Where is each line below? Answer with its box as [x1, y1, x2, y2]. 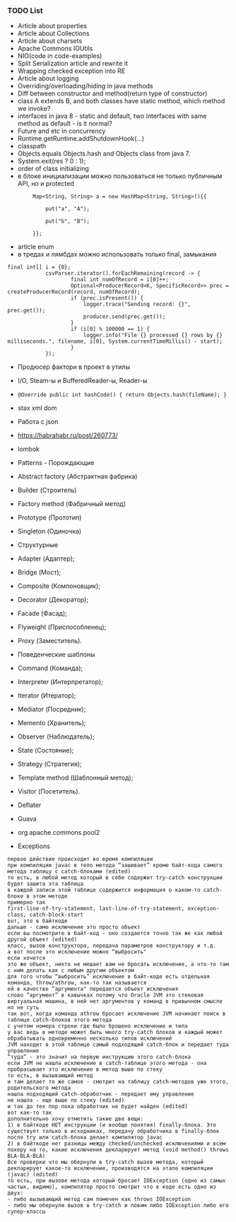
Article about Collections [17, 29, 90, 37]
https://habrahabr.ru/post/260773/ [17, 431, 118, 440]
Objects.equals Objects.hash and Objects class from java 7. [17, 149, 191, 158]
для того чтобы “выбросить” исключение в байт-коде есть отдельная [7, 973, 211, 980]
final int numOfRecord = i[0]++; [70, 276, 170, 283]
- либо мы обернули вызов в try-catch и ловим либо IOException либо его [7, 1202, 230, 1209]
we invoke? [17, 105, 51, 113]
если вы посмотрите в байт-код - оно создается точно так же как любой [7, 930, 223, 937]
